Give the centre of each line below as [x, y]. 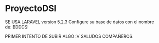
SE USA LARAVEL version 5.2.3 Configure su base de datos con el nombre [79, 22]
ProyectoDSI [31, 8]
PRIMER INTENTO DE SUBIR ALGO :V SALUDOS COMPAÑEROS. [69, 36]
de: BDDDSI [17, 27]
